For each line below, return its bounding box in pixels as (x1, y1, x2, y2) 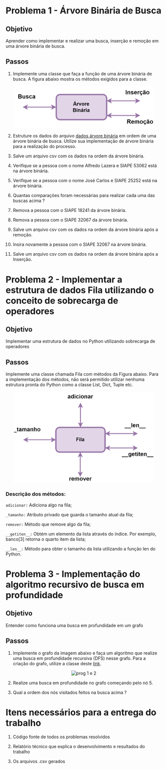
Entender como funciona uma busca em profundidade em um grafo (5, 622, 143, 628)
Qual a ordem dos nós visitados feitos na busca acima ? (12, 689, 127, 695)
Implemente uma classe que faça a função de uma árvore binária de (12, 70, 153, 76)
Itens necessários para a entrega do (5, 706, 157, 718)
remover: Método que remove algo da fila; (5, 521, 91, 527)
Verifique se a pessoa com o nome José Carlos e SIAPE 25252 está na (12, 178, 158, 184)
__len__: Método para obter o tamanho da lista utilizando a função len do (5, 546, 156, 552)
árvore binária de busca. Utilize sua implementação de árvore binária (12, 138, 154, 144)
